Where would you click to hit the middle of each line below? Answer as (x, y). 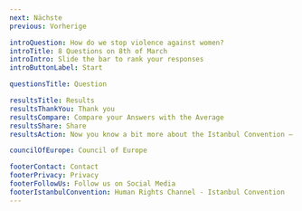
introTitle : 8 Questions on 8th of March (89, 51)
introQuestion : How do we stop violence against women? (117, 43)
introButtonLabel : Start (56, 68)
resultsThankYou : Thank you (62, 109)
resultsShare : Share (48, 126)
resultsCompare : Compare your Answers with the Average (117, 117)
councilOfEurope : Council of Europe (78, 150)
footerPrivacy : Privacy (54, 176)
